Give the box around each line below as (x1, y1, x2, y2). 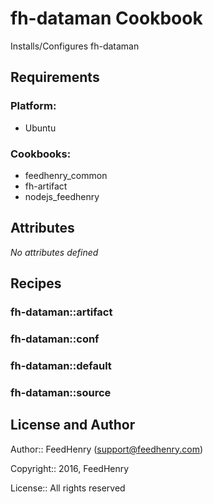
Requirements (10, 69, 100, 86)
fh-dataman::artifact (10, 305, 113, 319)
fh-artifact (24, 180, 68, 192)
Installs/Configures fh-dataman (10, 40, 140, 52)
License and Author (10, 417, 136, 434)
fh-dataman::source (10, 385, 112, 399)
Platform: (10, 99, 57, 113)
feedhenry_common (24, 169, 108, 181)
